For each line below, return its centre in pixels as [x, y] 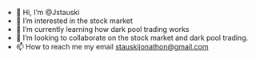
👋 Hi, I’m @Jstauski [48, 12]
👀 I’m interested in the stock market [74, 21]
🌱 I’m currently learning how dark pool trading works [102, 29]
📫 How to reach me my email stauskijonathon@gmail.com [112, 47]
